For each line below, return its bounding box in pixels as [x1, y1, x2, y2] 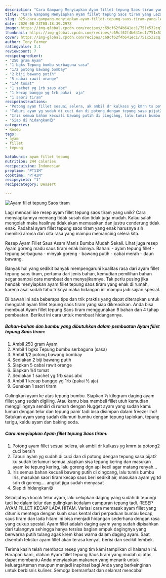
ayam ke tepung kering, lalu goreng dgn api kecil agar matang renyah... [12, 464, 157, 470]
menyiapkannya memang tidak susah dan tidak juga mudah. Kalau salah [5, 215, 152, 220]
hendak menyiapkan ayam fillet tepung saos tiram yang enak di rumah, [5, 281, 149, 287]
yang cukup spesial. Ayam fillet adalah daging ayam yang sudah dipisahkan [5, 521, 159, 526]
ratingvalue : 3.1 [5, 44, 41, 49]
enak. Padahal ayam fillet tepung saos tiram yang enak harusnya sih [5, 225, 143, 231]
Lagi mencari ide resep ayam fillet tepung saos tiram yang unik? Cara [5, 210, 146, 215]
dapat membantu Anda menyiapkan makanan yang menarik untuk [5, 557, 139, 563]
